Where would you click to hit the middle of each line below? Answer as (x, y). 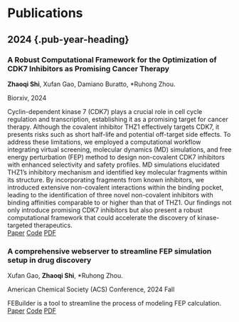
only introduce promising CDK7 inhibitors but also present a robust (105, 210)
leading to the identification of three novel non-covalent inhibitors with (110, 194)
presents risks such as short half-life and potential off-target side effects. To (119, 134)
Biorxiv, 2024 (27, 98)
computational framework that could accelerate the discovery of (102, 217)
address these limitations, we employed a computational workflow (104, 142)
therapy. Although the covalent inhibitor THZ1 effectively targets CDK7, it (113, 127)
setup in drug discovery (49, 260)
